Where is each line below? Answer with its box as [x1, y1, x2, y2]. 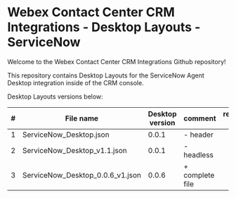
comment [183, 113, 216, 123]
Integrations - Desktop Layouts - [7, 19, 201, 35]
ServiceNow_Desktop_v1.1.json [22, 145, 128, 155]
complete [183, 170, 215, 180]
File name [65, 113, 99, 123]
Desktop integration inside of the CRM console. [7, 78, 144, 87]
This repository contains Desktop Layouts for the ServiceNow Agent [7, 71, 205, 80]
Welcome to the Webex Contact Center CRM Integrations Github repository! [7, 57, 226, 66]
